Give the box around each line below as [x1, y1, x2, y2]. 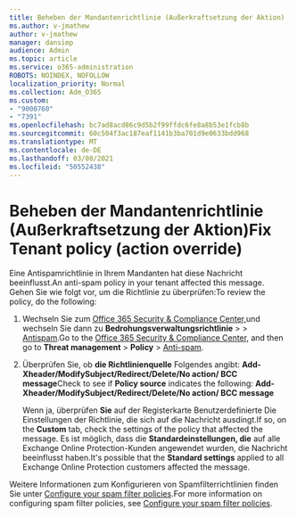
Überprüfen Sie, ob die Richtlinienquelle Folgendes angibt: [21, 359, 241, 370]
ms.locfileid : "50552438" [9, 162, 105, 171]
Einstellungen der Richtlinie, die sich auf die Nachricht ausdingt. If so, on [21, 414, 287, 425]
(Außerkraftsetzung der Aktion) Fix [9, 219, 272, 240]
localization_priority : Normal [9, 79, 126, 88]
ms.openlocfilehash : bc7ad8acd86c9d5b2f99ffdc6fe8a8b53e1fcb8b [9, 121, 250, 130]
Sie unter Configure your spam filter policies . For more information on [9, 488, 263, 499]
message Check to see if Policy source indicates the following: [21, 378, 254, 389]
